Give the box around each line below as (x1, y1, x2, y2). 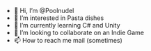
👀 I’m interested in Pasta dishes (13, 14, 104, 22)
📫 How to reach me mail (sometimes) (13, 37, 123, 44)
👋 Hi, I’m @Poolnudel (13, 7, 74, 14)
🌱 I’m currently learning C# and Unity (13, 21, 120, 29)
